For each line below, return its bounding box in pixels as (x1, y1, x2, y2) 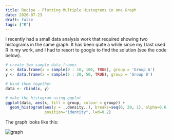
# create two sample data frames (5, 62, 77, 67)
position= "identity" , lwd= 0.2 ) (44, 110, 111, 115)
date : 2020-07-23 (5, 12, 43, 17)
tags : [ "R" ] (5, 22, 31, 27)
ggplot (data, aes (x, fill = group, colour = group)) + (5, 100, 125, 106)
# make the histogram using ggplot (5, 95, 82, 100)
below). (5, 52, 22, 59)
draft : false (5, 17, 33, 22)
